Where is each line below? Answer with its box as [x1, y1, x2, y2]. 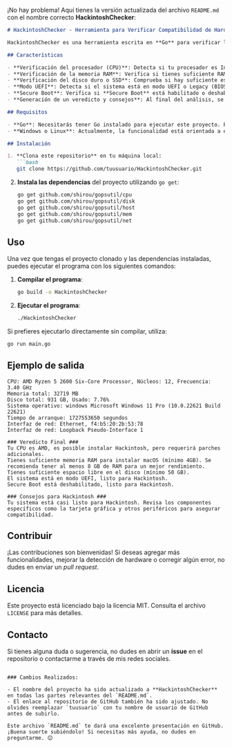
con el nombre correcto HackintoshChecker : [7, 13, 136, 21]
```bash [16, 159, 39, 166]
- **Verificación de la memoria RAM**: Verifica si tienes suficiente [7, 71, 215, 77]
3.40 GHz [7, 384, 32, 391]
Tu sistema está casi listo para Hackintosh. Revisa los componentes [7, 499, 212, 506]
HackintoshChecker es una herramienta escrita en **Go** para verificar [7, 39, 221, 46]
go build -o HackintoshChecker [17, 289, 108, 296]
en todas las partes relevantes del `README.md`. [7, 692, 153, 700]
